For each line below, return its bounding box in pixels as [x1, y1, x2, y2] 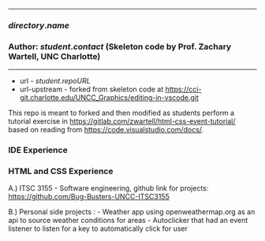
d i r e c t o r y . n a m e [8, 20, 69, 31]
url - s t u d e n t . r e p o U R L [19, 76, 91, 86]
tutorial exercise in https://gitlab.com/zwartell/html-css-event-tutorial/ [8, 117, 236, 126]
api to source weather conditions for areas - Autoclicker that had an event [8, 216, 248, 225]
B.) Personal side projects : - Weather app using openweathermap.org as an [8, 207, 256, 217]
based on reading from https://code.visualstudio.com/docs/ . [8, 125, 204, 135]
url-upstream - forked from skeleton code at [19, 84, 164, 95]
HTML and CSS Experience [8, 166, 114, 177]
